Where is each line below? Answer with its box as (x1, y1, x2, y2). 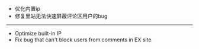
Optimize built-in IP (14, 30, 62, 37)
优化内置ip (14, 5, 40, 12)
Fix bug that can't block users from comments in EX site (14, 36, 152, 43)
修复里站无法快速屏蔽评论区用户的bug (14, 12, 108, 19)
